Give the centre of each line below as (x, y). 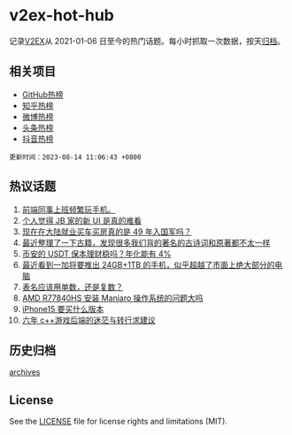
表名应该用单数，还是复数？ (73, 286)
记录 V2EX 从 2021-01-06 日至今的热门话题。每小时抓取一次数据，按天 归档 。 (147, 41)
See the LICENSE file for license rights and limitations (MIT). (119, 422)
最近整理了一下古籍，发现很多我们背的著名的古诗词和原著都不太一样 (146, 242)
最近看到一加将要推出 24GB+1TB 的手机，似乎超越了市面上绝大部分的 (148, 264)
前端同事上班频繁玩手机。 (69, 210)
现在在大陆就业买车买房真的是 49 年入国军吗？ (107, 232)
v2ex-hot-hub (62, 15)
